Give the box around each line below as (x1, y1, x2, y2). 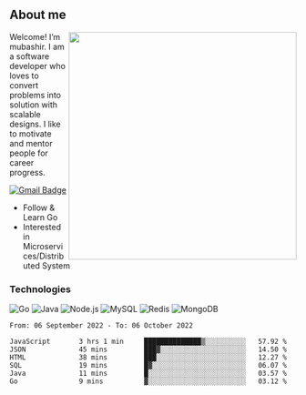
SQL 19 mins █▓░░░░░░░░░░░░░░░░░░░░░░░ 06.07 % (9, 361, 287, 370)
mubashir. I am (9, 41, 66, 52)
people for (9, 147, 48, 158)
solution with (9, 99, 57, 110)
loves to (9, 70, 39, 81)
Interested (22, 221, 62, 232)
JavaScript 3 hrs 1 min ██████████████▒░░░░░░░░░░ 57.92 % (9, 337, 287, 347)
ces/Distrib (22, 250, 65, 261)
